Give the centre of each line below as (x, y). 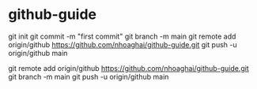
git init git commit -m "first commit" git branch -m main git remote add (122, 36)
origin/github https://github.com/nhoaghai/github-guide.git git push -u (123, 44)
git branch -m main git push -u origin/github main (89, 76)
